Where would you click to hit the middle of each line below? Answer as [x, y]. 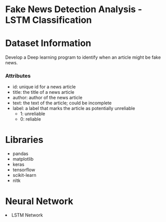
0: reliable [31, 119]
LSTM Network [27, 215]
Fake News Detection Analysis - [74, 9]
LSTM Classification [49, 20]
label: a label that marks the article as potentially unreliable [74, 108]
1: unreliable [33, 114]
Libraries [24, 140]
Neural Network [39, 201]
